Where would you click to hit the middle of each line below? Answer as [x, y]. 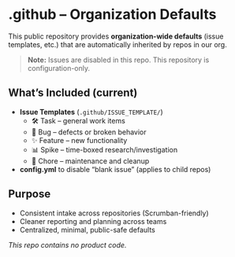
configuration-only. [59, 68]
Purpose [30, 194]
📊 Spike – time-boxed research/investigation [104, 149]
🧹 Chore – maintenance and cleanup [90, 161]
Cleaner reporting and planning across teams [93, 221]
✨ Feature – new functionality [79, 140]
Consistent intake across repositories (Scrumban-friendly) [114, 213]
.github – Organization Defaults [112, 15]
